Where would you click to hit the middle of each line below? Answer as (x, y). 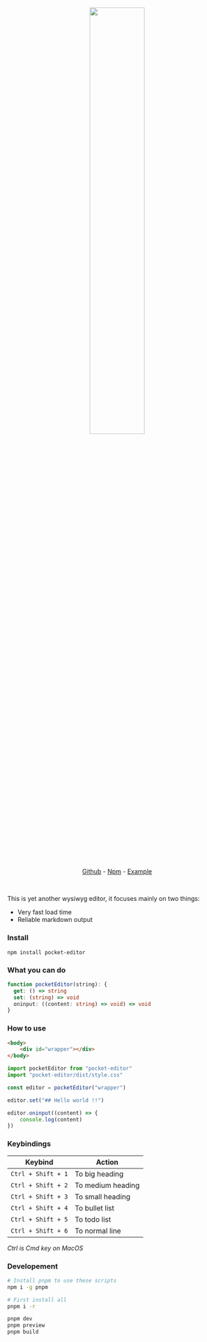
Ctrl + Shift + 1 (39, 1174)
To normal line (98, 1231)
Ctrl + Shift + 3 (39, 1196)
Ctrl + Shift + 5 (39, 1219)
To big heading (99, 1174)
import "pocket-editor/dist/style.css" (65, 1075)
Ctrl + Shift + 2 (39, 1185)
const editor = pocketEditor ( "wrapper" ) (67, 1088)
